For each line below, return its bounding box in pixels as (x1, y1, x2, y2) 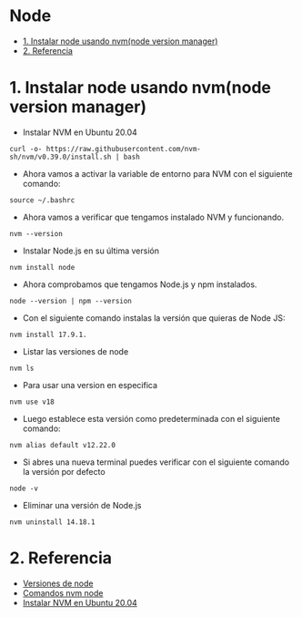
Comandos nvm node (22, 587, 104, 598)
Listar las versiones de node (22, 345, 129, 356)
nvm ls (9, 364, 35, 373)
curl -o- (9, 144, 43, 153)
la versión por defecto (22, 466, 106, 477)
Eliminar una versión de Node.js (22, 499, 142, 510)
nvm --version (9, 229, 64, 238)
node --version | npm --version (9, 296, 132, 305)
